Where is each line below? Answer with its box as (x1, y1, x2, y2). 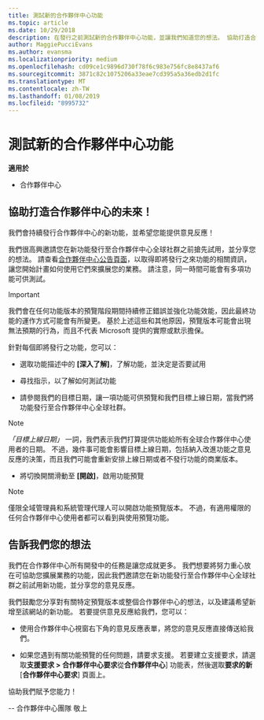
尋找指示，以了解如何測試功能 (19, 376, 116, 385)
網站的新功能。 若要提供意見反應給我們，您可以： (28, 607, 189, 616)
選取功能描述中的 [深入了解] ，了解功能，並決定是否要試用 (19, 359, 207, 369)
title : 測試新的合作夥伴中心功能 (8, 11, 104, 20)
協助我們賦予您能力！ (8, 686, 77, 696)
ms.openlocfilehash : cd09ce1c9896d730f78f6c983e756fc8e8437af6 (8, 63, 220, 71)
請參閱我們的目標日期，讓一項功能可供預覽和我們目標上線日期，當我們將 (19, 392, 254, 402)
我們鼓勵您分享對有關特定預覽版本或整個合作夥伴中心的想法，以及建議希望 (8, 596, 249, 607)
